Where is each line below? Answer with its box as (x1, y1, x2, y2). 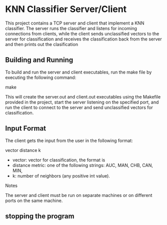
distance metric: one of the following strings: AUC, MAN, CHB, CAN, (12, 162, 153, 168)
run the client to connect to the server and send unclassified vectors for (5, 104, 153, 110)
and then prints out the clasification (5, 41, 78, 47)
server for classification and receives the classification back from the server (5, 36, 162, 42)
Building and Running (5, 56, 73, 64)
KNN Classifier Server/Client (5, 3, 127, 15)
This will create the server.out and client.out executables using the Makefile (5, 93, 161, 99)
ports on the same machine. (5, 197, 63, 203)
